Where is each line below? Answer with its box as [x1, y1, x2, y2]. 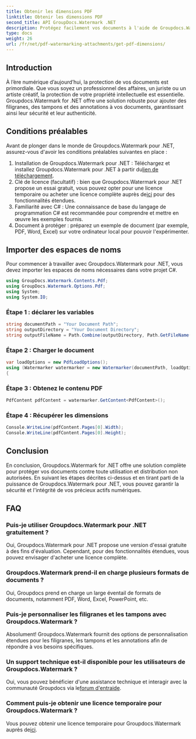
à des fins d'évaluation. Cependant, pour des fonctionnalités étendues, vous [6, 548, 190, 555]
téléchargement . [14, 172, 54, 179]
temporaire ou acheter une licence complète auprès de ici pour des [14, 191, 175, 198]
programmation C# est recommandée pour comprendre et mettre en [14, 209, 179, 216]
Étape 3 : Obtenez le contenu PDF [6, 384, 103, 392]
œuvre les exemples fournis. [14, 215, 83, 222]
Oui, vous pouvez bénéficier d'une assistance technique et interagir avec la [6, 678, 187, 685]
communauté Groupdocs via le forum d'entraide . [6, 685, 121, 692]
